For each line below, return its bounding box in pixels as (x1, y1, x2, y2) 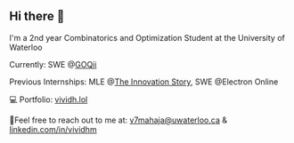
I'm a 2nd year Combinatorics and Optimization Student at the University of (9, 32, 285, 43)
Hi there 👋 (9, 9, 65, 24)
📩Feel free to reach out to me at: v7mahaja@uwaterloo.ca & (9, 115, 227, 125)
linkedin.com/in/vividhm (9, 123, 97, 134)
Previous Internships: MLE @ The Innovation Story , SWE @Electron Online (9, 76, 279, 87)
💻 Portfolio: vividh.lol (9, 94, 88, 105)
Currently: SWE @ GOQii (9, 59, 97, 69)
